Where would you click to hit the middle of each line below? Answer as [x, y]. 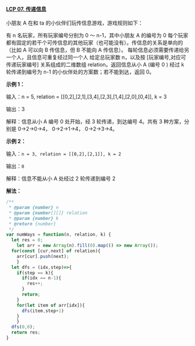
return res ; [26, 333]
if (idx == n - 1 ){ [41, 278]
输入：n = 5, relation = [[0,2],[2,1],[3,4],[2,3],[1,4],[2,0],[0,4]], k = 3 [86, 97]
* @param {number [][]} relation [48, 213]
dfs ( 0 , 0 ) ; [23, 327]
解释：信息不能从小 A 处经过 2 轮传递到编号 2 [61, 179]
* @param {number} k [34, 218]
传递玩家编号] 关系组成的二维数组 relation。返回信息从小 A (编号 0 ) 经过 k [95, 65]
